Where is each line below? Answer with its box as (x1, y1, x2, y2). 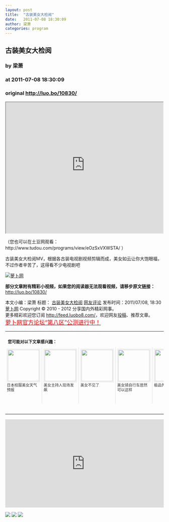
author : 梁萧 (5, 21, 31, 27)
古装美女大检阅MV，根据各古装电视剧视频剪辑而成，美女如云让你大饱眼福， (5, 255, 162, 262)
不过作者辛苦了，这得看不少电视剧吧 (5, 262, 80, 268)
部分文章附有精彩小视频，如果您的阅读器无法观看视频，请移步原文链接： (5, 283, 155, 289)
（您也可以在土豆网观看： (5, 238, 58, 244)
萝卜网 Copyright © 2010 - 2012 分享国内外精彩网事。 (5, 305, 117, 311)
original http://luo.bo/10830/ (5, 90, 77, 97)
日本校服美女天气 (7, 382, 38, 388)
